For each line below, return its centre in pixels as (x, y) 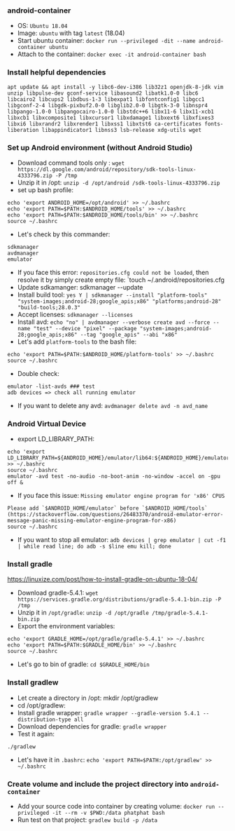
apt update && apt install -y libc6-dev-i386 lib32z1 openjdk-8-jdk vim (115, 87)
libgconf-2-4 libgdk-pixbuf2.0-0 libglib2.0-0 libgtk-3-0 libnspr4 (108, 105)
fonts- (214, 124)
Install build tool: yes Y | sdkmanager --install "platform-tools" (112, 295)
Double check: (38, 373)
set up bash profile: (45, 190)
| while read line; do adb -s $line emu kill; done (94, 547)
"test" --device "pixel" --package (85, 328)
